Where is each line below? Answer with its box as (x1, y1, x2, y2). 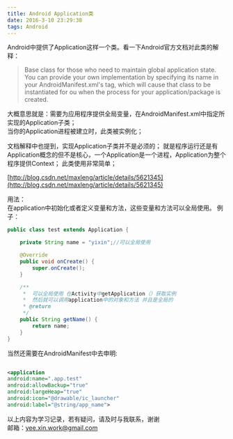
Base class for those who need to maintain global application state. (24, 66, 217, 74)
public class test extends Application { (7, 226, 129, 233)
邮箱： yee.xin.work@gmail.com (7, 423, 98, 432)
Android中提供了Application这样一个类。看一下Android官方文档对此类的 (7, 43, 214, 52)
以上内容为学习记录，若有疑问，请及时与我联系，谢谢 (7, 415, 160, 423)
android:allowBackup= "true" (7, 382, 89, 389)
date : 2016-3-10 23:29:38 (7, 17, 82, 24)
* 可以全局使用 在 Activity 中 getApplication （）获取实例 (22, 290, 177, 297)
